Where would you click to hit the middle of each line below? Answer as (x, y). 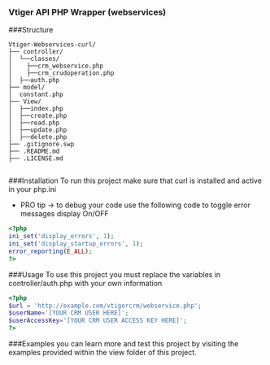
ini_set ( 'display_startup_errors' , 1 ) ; (76, 244)
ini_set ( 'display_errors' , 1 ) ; (61, 237)
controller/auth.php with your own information (85, 283)
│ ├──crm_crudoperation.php (61, 73)
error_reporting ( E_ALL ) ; (50, 251)
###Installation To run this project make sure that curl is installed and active (135, 180)
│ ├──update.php (38, 130)
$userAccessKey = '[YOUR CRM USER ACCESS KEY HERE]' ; (98, 321)
